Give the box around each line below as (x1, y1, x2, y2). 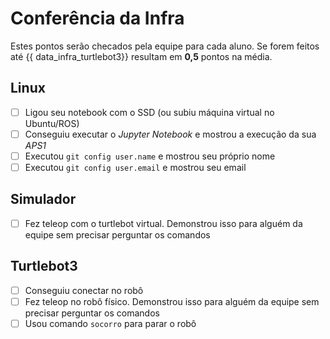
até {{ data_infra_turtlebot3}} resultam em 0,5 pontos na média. (10, 50, 273, 62)
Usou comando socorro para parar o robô (24, 317, 197, 329)
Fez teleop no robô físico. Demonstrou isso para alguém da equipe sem (24, 295, 320, 307)
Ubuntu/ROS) (24, 117, 80, 129)
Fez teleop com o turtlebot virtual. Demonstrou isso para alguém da (24, 217, 303, 229)
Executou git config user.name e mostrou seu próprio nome (24, 150, 276, 162)
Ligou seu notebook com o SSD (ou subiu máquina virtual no (24, 106, 275, 118)
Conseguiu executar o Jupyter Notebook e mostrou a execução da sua (24, 128, 317, 140)
